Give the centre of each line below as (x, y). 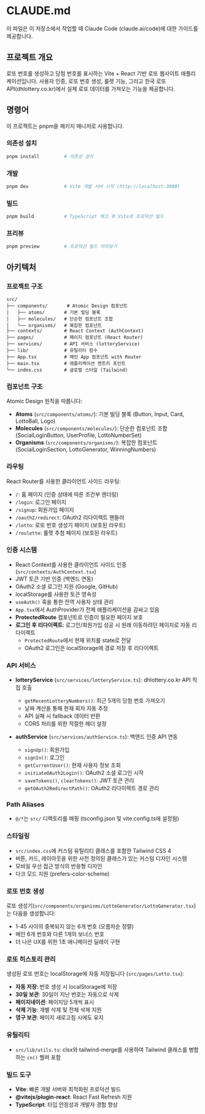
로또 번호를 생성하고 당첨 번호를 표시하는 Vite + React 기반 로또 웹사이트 (93, 73)
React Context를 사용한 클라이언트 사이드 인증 (71, 564)
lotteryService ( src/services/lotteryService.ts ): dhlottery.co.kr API (103, 680)
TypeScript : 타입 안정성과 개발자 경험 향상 (66, 1104)
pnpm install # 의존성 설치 (50, 156)
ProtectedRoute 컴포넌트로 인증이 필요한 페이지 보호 (79, 617)
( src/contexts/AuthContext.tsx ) (56, 571)
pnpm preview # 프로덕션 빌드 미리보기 (62, 246)
